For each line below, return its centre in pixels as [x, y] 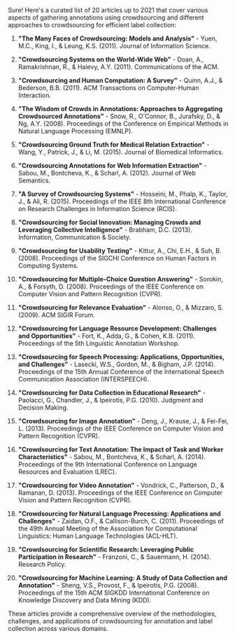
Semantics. [34, 180]
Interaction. [35, 95]
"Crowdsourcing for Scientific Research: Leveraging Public [106, 549]
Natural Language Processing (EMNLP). [76, 131]
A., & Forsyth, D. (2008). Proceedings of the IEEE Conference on [111, 287]
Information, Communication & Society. [74, 237]
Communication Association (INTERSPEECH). [84, 379]
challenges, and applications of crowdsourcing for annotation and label [110, 621]
